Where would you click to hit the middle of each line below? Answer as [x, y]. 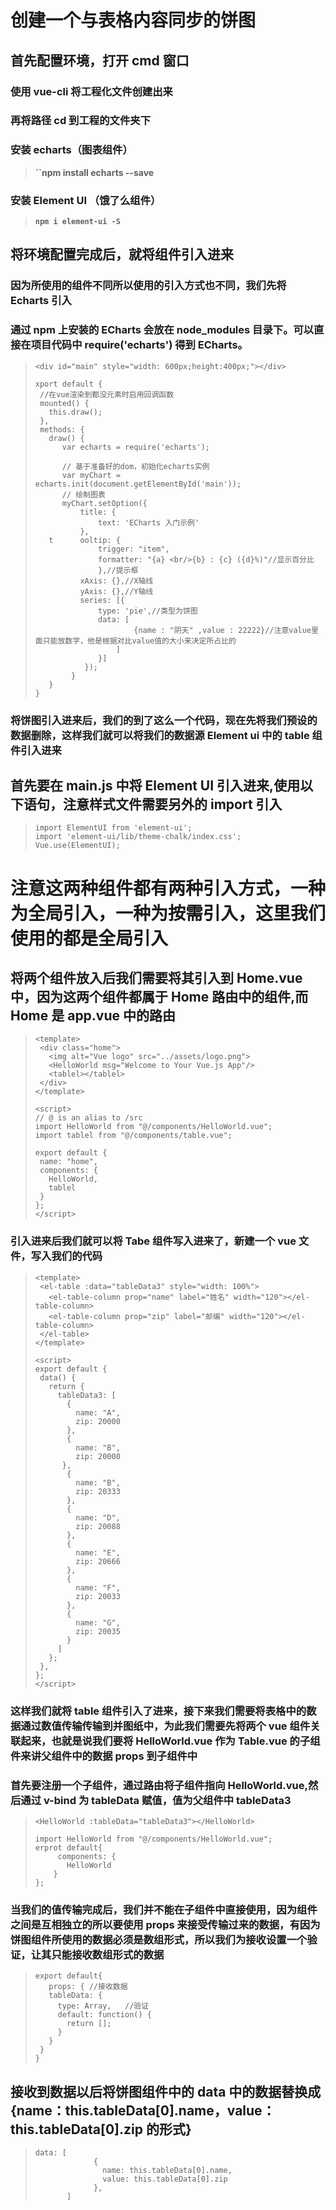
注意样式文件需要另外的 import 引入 [172, 804]
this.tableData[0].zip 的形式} [101, 2129]
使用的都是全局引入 [89, 938]
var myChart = [91, 475]
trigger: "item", [134, 549]
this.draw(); [75, 412]
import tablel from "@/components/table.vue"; [133, 1136]
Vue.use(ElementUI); [77, 846]
